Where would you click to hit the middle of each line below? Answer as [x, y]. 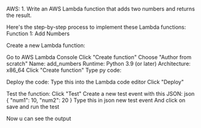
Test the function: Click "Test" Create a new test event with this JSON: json [100, 94]
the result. [19, 15]
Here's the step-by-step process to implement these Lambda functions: [96, 27]
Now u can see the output [39, 119]
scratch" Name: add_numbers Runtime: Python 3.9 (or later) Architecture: [98, 64]
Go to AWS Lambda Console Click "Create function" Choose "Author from [99, 57]
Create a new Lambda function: [46, 45]
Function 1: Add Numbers [38, 34]
